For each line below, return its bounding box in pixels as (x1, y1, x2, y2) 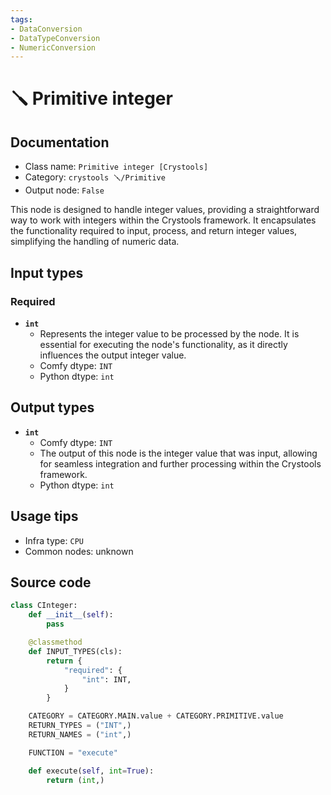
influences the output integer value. (39, 349, 187, 361)
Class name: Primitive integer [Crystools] (24, 161, 209, 173)
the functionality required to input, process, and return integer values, (10, 225, 298, 237)
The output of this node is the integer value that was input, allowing (39, 447, 318, 459)
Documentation (10, 134, 110, 151)
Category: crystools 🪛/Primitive (24, 171, 166, 183)
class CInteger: (10, 601, 78, 611)
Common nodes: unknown (24, 545, 134, 557)
